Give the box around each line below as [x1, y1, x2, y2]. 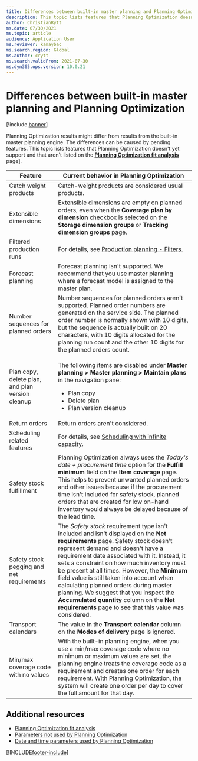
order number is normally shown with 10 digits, [58, 316, 189, 324]
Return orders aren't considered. [58, 419, 148, 428]
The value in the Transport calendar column [58, 620, 181, 629]
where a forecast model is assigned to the [58, 277, 174, 285]
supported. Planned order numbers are [58, 301, 166, 310]
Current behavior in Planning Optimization [62, 172, 184, 180]
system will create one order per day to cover [58, 682, 184, 690]
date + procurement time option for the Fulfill [58, 461, 183, 469]
